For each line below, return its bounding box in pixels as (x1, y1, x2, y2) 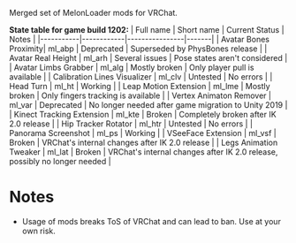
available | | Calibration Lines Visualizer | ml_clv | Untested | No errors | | (9, 72, 273, 82)
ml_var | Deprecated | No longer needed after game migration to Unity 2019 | (9, 100, 288, 110)
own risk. (21, 225, 56, 236)
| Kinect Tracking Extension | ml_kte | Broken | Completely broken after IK (9, 110, 277, 119)
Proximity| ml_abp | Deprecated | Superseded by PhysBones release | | (9, 43, 268, 54)
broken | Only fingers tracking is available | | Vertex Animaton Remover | (9, 90, 272, 101)
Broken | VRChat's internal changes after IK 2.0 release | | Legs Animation (9, 137, 278, 148)
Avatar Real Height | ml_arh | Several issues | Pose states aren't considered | (9, 53, 288, 63)
